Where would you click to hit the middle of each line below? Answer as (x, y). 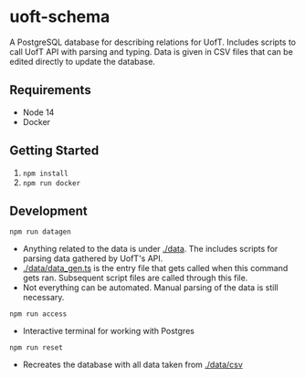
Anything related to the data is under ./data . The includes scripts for (150, 249)
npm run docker (52, 183)
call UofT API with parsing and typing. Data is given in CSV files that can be (152, 51)
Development (49, 210)
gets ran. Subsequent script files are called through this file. (135, 278)
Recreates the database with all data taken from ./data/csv (133, 365)
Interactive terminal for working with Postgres (108, 331)
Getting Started (54, 151)
